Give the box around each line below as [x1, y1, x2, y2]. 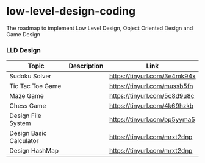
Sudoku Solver [9, 72, 52, 80]
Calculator [9, 137, 39, 145]
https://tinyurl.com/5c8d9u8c [109, 92, 195, 100]
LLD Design [6, 46, 41, 54]
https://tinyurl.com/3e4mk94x [109, 72, 196, 80]
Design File [9, 111, 41, 120]
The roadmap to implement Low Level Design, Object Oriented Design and [6, 24, 193, 32]
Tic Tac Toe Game [9, 82, 62, 91]
